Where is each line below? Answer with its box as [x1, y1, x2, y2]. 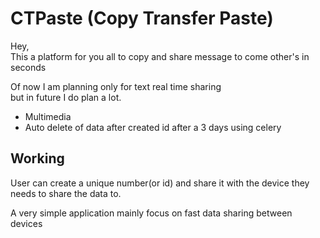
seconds [10, 61, 47, 73]
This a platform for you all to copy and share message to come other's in [10, 50, 310, 62]
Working [10, 150, 65, 167]
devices [10, 217, 43, 229]
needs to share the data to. [10, 187, 122, 199]
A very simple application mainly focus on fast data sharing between [10, 207, 293, 219]
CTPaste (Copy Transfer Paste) [10, 7, 274, 30]
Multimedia [24, 110, 72, 122]
